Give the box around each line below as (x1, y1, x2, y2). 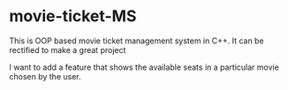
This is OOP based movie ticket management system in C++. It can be (9, 35, 264, 46)
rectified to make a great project (9, 44, 126, 55)
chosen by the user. (9, 71, 81, 81)
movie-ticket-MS (9, 6, 137, 26)
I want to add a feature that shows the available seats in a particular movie (9, 62, 280, 72)
